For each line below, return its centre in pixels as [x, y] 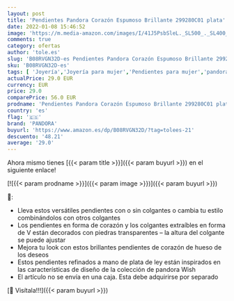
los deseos [33, 255]
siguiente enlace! [32, 170]
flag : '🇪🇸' [24, 117]
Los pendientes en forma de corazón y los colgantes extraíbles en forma [122, 225]
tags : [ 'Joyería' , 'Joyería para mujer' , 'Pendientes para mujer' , [106, 72]
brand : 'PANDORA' [32, 123]
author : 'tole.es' [34, 53]
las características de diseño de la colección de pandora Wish [107, 270]
